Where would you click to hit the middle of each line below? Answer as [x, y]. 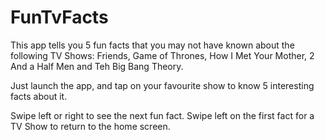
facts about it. [39, 96]
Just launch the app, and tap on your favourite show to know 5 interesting [162, 85]
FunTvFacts [59, 17]
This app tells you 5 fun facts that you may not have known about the [152, 45]
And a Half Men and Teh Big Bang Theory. [97, 66]
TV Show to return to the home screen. [90, 126]
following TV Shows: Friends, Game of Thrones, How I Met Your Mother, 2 [162, 55]
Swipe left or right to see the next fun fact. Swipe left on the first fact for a [162, 115]
